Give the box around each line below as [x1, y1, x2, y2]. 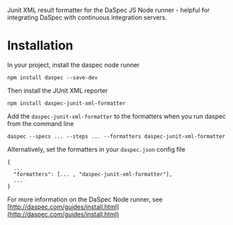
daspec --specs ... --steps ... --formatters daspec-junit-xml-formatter [7, 132, 226, 140]
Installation [7, 38, 74, 54]
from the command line [7, 119, 74, 127]
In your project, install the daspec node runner [7, 61, 140, 69]
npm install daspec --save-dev [7, 74, 98, 81]
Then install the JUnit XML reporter [7, 86, 109, 95]
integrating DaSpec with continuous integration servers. [7, 13, 168, 22]
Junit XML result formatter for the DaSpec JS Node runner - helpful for [7, 6, 210, 14]
